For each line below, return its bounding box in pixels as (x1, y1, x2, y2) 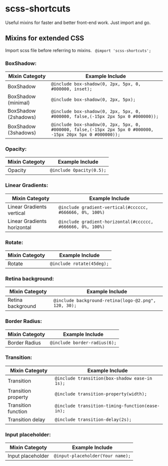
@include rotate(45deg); (49, 260, 109, 266)
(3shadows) (7, 129, 36, 136)
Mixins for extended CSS (5, 34, 84, 42)
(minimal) (7, 99, 30, 106)
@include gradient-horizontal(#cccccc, (58, 218, 153, 224)
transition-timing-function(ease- (77, 403, 160, 408)
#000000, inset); (50, 86, 92, 92)
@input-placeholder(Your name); (53, 453, 131, 459)
